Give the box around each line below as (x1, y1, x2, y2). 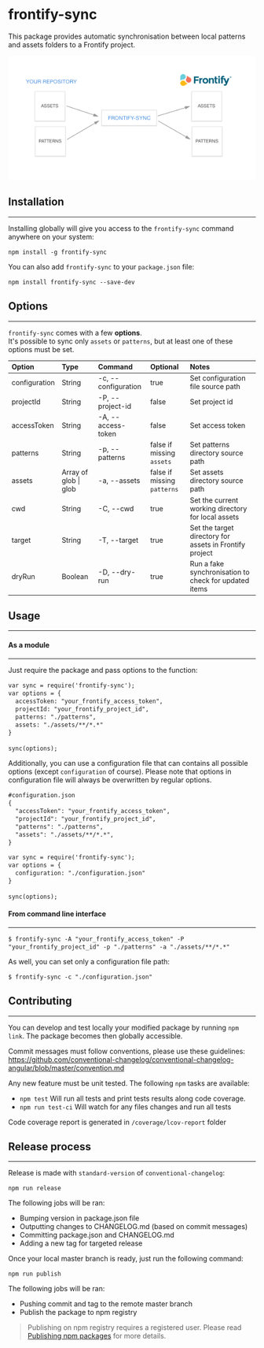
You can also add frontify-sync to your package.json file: (8, 262, 195, 271)
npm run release (8, 1184, 61, 1193)
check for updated (189, 576, 250, 585)
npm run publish (8, 1270, 61, 1278)
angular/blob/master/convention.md (8, 1063, 125, 1072)
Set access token (189, 420, 246, 430)
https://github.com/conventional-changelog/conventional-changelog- (8, 1054, 234, 1064)
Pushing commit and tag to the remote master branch (19, 1299, 193, 1309)
